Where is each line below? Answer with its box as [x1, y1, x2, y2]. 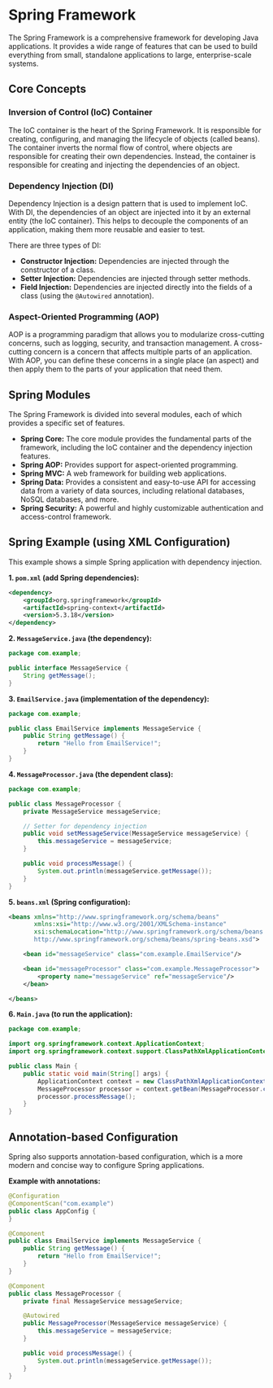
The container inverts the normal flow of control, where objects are [8, 143, 233, 152]
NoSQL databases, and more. [19, 494, 119, 504]
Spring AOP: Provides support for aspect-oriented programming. [19, 460, 238, 470]
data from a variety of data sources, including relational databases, [19, 486, 245, 496]
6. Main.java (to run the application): [8, 1009, 133, 1019]
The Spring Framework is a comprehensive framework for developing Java [8, 33, 259, 42]
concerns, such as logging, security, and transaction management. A [8, 338, 240, 348]
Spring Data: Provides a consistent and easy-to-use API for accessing [19, 477, 256, 487]
